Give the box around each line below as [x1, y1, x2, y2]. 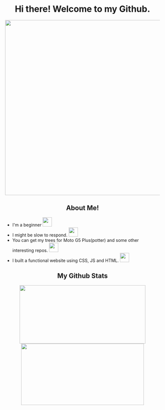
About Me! [66, 204, 99, 212]
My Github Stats [57, 272, 108, 280]
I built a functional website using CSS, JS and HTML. [12, 257, 119, 264]
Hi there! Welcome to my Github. [14, 3, 151, 15]
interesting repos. [12, 247, 48, 253]
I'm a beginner [12, 222, 42, 228]
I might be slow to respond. [12, 232, 68, 238]
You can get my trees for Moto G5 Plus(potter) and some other [12, 237, 139, 243]
